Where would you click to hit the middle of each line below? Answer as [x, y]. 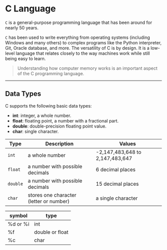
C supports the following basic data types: [48, 106]
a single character [117, 198]
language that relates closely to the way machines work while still [83, 53]
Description [59, 143]
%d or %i [19, 224]
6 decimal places [116, 169]
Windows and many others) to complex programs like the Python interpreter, [83, 42]
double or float [51, 232]
